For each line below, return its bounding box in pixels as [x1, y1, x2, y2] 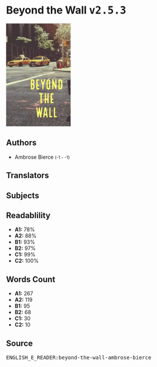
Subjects [6, 191, 39, 201]
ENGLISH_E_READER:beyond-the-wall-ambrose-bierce [6, 354, 152, 361]
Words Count [6, 274, 56, 284]
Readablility [6, 210, 51, 221]
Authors [6, 138, 37, 148]
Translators [6, 171, 49, 181]
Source [6, 338, 33, 348]
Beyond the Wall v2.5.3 [6, 4, 127, 17]
